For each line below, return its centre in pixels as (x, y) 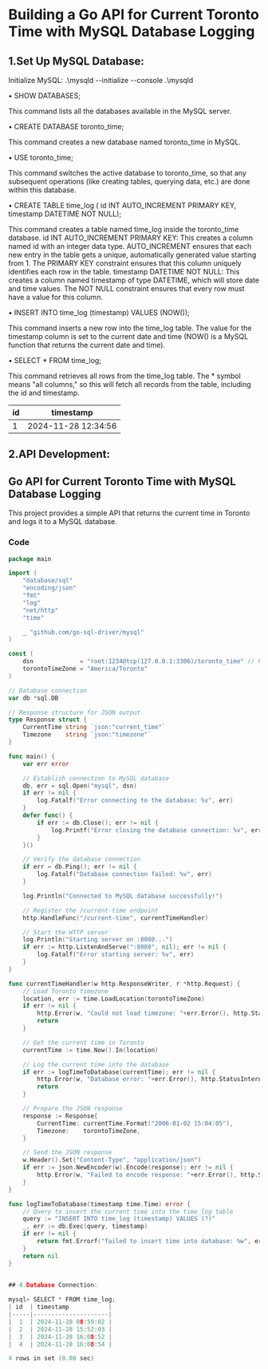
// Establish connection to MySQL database (96, 778)
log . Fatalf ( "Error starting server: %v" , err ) (116, 955)
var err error (46, 763)
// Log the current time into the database (96, 1064)
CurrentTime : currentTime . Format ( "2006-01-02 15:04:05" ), (135, 1123)
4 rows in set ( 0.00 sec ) (51, 1359)
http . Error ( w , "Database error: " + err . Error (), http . (128, 1079)
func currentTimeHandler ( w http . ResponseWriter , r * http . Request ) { (124, 984)
